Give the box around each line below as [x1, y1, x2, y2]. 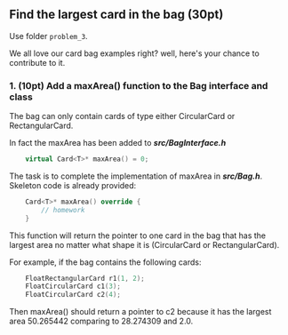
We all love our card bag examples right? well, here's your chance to [9, 48, 260, 59]
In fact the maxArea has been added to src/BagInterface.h [9, 138, 227, 148]
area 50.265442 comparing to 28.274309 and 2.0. [9, 315, 194, 327]
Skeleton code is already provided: [9, 179, 137, 190]
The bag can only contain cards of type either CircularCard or [9, 111, 236, 122]
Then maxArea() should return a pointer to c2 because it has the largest [9, 307, 272, 317]
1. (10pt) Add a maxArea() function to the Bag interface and [9, 79, 268, 92]
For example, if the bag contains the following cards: [9, 257, 202, 267]
